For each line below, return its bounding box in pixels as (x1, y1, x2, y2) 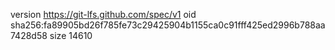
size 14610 (49, 30, 93, 41)
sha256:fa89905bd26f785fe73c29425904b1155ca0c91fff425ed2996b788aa (10, 19, 326, 31)
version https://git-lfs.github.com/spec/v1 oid (10, 9, 197, 20)
